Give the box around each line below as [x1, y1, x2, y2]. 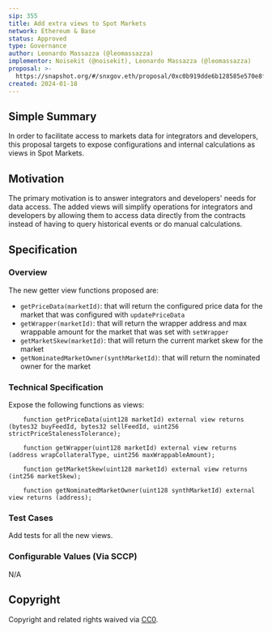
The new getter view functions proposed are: [8, 285, 159, 295]
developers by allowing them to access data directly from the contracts [8, 211, 246, 220]
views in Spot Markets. [8, 148, 85, 158]
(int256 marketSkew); [8, 472, 82, 480]
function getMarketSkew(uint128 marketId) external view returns [23, 465, 249, 474]
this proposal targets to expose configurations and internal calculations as [8, 139, 256, 150]
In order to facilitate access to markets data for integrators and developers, [8, 131, 259, 141]
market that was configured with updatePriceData [19, 310, 185, 319]
